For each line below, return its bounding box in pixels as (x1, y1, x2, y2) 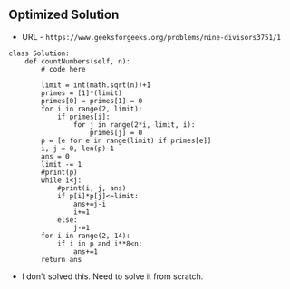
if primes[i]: (56, 112, 111, 121)
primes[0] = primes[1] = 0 (41, 96, 143, 105)
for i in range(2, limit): (41, 104, 143, 113)
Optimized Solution (8, 7, 120, 23)
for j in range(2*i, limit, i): (72, 120, 196, 130)
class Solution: (8, 49, 70, 58)
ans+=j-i (72, 199, 106, 208)
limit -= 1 (41, 159, 82, 169)
